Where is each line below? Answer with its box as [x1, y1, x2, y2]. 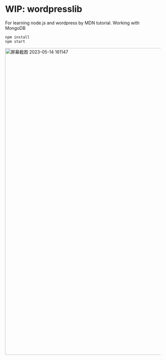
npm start [5, 39, 26, 44]
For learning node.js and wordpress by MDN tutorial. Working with [5, 20, 140, 26]
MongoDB [5, 25, 26, 31]
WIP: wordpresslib [5, 3, 83, 15]
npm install [5, 35, 30, 40]
